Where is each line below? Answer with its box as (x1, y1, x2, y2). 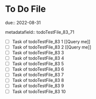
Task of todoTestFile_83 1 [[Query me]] (12, 38, 91, 45)
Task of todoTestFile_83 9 (12, 83, 64, 89)
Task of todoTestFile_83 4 (12, 55, 65, 61)
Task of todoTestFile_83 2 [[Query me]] (12, 44, 92, 50)
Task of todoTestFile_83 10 (12, 88, 66, 94)
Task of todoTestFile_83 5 (12, 61, 64, 67)
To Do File (5, 3, 46, 15)
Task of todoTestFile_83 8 (12, 77, 64, 83)
